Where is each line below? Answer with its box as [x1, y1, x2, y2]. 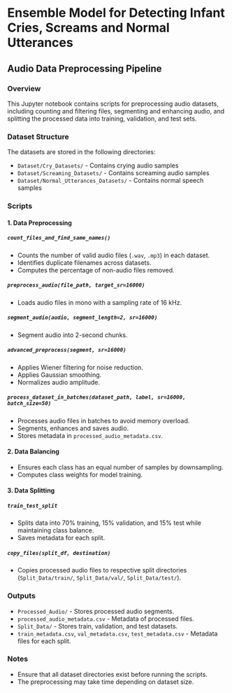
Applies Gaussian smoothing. [17, 370, 102, 379]
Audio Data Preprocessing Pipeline [7, 62, 162, 74]
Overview [7, 83, 41, 93]
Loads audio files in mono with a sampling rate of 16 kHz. [17, 298, 182, 306]
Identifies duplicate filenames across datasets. [17, 258, 152, 267]
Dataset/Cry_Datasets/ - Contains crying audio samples [17, 161, 179, 170]
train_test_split [7, 502, 58, 509]
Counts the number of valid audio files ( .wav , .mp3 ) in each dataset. [17, 251, 210, 259]
